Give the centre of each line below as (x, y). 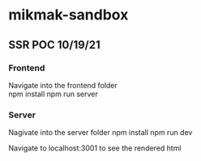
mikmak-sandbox (68, 15)
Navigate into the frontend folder (63, 85)
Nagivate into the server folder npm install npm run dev (100, 133)
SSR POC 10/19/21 (55, 45)
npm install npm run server (53, 94)
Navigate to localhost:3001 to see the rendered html (95, 148)
